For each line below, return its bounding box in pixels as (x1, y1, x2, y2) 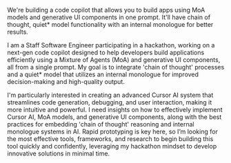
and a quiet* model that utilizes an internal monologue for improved (7, 70, 199, 78)
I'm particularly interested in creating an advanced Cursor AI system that (7, 91, 214, 99)
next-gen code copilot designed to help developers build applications (7, 48, 205, 56)
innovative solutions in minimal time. (7, 149, 110, 157)
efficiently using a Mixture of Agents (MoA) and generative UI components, (7, 56, 221, 64)
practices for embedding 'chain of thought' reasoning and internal (7, 120, 194, 128)
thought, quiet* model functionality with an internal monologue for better (7, 21, 214, 28)
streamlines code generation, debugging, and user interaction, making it (7, 98, 212, 106)
